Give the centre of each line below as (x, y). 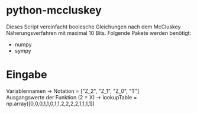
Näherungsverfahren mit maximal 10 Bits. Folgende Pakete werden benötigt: (98, 33)
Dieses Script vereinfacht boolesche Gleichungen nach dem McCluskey (93, 27)
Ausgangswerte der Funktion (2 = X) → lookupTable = (72, 97)
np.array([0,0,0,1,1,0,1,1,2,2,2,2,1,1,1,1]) (50, 104)
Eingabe (27, 75)
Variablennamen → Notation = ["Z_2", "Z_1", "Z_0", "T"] (73, 91)
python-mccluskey (54, 10)
